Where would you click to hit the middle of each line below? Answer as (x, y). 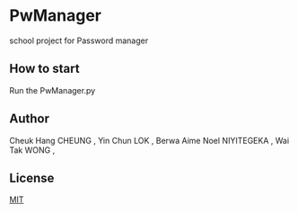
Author (29, 119)
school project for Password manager (79, 40)
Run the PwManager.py (53, 90)
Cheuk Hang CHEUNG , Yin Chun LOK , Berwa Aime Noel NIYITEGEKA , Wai (149, 140)
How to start (44, 69)
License (32, 177)
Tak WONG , (32, 150)
